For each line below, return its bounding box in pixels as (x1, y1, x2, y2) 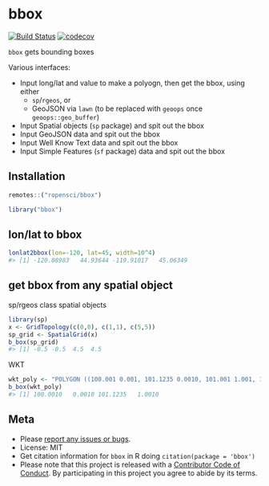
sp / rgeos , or (31, 95, 71, 104)
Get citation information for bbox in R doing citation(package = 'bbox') (19, 451, 256, 460)
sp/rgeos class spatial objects (8, 300, 106, 309)
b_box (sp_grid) (8, 338, 59, 346)
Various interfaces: (8, 62, 70, 72)
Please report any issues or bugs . (19, 434, 131, 443)
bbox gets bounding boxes (8, 47, 94, 56)
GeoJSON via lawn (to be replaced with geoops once (31, 104, 203, 113)
